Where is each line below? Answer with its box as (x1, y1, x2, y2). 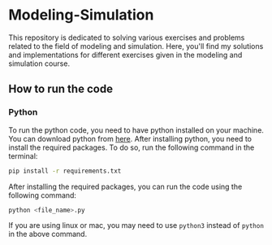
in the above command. (8, 230, 88, 239)
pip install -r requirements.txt (8, 167, 122, 175)
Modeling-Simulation (8, 6, 154, 24)
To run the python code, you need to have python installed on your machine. (8, 125, 264, 135)
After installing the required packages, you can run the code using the (8, 182, 243, 191)
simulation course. (8, 59, 71, 68)
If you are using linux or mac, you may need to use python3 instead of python (8, 221, 264, 230)
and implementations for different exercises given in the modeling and (8, 50, 243, 59)
